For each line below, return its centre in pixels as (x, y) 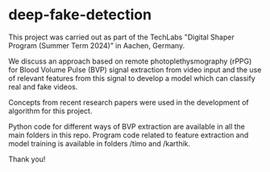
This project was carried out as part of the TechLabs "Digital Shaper (122, 37)
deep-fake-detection (80, 15)
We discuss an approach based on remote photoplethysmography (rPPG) (130, 61)
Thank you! (27, 159)
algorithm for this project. (50, 111)
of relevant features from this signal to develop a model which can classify (132, 78)
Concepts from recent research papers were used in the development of (129, 102)
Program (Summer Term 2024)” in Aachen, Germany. (97, 45)
